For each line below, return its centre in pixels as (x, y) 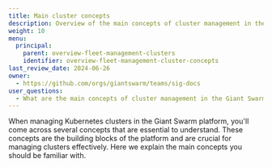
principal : (34, 46)
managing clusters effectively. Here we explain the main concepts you (125, 147)
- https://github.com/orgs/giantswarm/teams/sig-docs (108, 83)
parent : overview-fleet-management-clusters (99, 53)
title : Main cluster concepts (59, 16)
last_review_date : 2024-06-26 (59, 69)
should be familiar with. (47, 156)
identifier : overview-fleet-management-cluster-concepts (121, 61)
